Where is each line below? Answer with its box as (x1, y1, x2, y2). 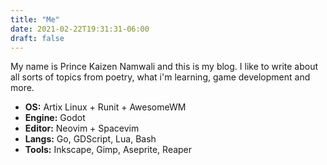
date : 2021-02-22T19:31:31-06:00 (10, 24, 150, 34)
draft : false (10, 33, 65, 43)
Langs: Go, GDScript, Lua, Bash (24, 133, 157, 145)
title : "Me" (10, 14, 60, 25)
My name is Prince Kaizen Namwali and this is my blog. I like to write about (10, 61, 319, 73)
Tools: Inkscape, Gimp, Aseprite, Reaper (24, 144, 193, 156)
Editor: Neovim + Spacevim (24, 122, 140, 135)
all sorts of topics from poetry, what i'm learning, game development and (10, 71, 311, 83)
